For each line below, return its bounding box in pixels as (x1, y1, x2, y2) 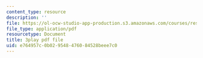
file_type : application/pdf (6, 25, 77, 32)
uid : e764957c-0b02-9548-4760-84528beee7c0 (6, 43, 118, 49)
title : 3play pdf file (6, 37, 63, 43)
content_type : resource (6, 8, 66, 15)
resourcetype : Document (6, 31, 66, 37)
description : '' (6, 14, 47, 21)
